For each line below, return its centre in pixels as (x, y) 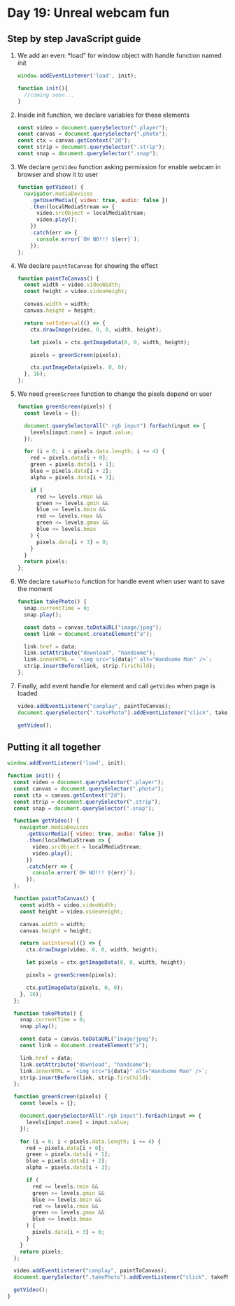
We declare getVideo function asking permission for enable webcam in (119, 166)
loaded (27, 693)
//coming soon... (49, 95)
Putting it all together (54, 747)
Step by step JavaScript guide (74, 39)
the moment (35, 589)
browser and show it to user (58, 174)
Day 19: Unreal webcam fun (88, 13)
